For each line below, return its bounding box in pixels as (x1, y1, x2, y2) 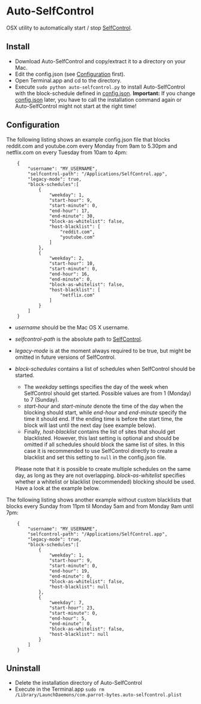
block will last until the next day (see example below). (23, 422, 156, 429)
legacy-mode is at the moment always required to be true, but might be (14, 347, 191, 354)
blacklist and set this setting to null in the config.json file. (23, 453, 167, 461)
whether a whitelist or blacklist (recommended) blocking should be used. (14, 478, 196, 485)
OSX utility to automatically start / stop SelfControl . (6, 24, 132, 31)
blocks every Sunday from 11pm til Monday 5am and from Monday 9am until (6, 502, 194, 509)
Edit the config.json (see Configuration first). (14, 70, 125, 78)
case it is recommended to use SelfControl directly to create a (23, 447, 178, 454)
